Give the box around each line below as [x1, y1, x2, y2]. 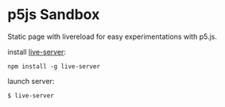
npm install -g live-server [7, 62, 101, 71]
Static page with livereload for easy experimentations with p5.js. [7, 32, 218, 41]
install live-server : [7, 47, 67, 56]
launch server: [7, 76, 55, 86]
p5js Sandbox [7, 6, 100, 24]
